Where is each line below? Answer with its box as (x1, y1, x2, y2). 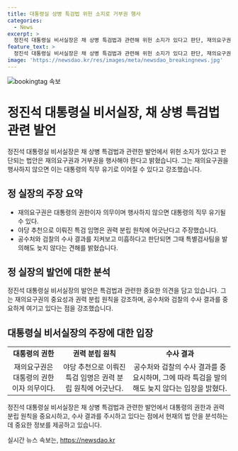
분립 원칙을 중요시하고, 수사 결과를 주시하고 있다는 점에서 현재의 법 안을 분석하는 (7, 412, 229, 420)
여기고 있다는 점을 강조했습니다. (25, 304, 113, 313)
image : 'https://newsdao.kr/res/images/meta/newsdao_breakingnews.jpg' (7, 57, 223, 64)
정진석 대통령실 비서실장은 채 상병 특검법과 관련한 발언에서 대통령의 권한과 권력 (7, 403, 225, 412)
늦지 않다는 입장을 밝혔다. (147, 384, 227, 393)
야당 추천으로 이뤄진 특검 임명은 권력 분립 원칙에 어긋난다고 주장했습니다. (17, 225, 218, 234)
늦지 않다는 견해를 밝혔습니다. (36, 243, 118, 252)
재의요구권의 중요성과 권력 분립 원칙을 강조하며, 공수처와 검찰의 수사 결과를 (14, 295, 221, 304)
